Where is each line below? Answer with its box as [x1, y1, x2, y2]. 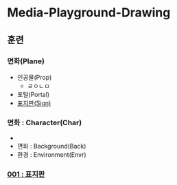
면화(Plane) [7, 56, 45, 66]
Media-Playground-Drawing [7, 5, 171, 21]
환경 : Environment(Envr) [16, 151, 87, 159]
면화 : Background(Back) [16, 142, 86, 151]
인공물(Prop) [16, 73, 52, 81]
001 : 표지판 [7, 170, 45, 179]
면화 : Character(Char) [7, 118, 82, 127]
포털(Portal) [16, 90, 50, 98]
